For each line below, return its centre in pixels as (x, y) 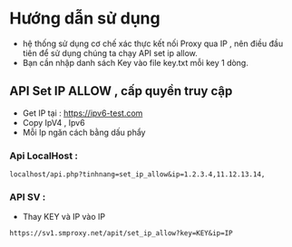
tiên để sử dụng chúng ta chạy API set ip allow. (110, 52)
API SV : (28, 196)
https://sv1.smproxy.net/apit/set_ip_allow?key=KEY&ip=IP (121, 233)
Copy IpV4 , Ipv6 (54, 122)
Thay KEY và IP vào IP (64, 217)
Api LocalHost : (44, 156)
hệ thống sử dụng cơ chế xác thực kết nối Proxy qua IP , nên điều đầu (153, 43)
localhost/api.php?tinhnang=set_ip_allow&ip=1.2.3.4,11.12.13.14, (137, 175)
